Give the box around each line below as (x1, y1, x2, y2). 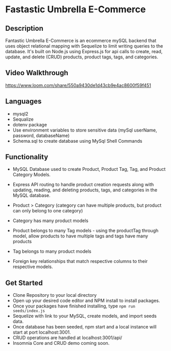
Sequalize (12, 116, 34, 122)
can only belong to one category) (12, 208, 83, 214)
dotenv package (12, 121, 47, 127)
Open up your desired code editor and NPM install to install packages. (12, 298, 160, 304)
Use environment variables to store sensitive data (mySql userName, (12, 127, 157, 133)
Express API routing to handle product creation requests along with (12, 182, 154, 188)
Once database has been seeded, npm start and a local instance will (12, 324, 157, 330)
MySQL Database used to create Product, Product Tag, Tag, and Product (12, 166, 166, 172)
